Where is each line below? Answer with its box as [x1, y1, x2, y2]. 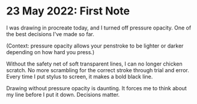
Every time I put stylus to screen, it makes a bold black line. [6, 73, 153, 80]
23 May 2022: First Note [6, 4, 130, 18]
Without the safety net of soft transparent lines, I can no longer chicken [6, 60, 183, 67]
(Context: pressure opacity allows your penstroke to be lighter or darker [6, 42, 184, 49]
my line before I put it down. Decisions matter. [6, 91, 120, 98]
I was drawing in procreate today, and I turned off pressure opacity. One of [6, 24, 192, 31]
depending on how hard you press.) [6, 48, 95, 55]
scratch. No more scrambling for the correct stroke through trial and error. [6, 66, 189, 73]
